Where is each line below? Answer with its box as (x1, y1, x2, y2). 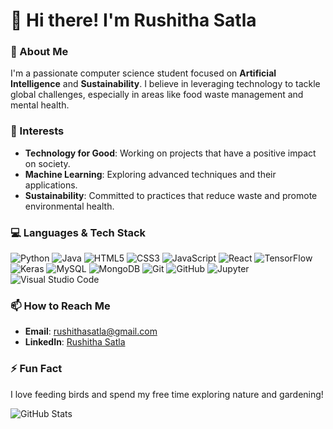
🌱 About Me (10, 45, 69, 59)
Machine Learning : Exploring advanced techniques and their (24, 168, 277, 180)
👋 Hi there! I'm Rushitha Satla (10, 9, 257, 32)
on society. (24, 157, 71, 169)
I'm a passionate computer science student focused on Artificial (10, 67, 277, 79)
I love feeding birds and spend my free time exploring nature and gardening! (10, 388, 324, 400)
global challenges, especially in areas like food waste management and (10, 89, 304, 101)
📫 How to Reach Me (10, 299, 111, 313)
